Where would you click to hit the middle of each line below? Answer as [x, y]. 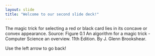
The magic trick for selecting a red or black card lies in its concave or [76, 28]
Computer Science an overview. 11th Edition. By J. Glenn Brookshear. [76, 39]
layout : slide [20, 10]
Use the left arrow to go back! [36, 48]
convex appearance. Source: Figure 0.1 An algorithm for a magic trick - [78, 33]
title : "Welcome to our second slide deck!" [52, 14]
